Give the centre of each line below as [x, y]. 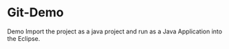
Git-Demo [35, 13]
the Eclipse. [24, 38]
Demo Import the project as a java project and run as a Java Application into [115, 31]
